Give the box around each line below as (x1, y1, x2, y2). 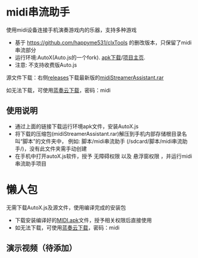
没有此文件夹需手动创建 (29, 145, 87, 152)
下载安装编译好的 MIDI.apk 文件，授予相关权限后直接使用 (14, 216, 152, 223)
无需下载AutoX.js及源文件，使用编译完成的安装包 (6, 204, 126, 211)
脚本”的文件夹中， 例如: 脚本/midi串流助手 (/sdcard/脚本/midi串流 (22, 138, 183, 145)
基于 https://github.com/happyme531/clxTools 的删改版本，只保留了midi (14, 39, 192, 46)
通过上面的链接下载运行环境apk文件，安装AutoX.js (14, 123, 139, 130)
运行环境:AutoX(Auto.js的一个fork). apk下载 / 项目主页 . (14, 54, 146, 61)
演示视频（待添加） (6, 243, 77, 253)
